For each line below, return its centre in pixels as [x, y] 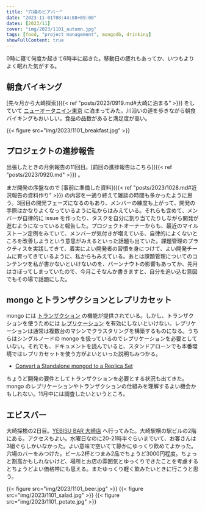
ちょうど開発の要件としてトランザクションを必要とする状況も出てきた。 [97, 379]
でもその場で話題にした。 [38, 279]
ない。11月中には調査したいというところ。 [75, 394]
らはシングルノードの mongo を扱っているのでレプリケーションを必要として [102, 338]
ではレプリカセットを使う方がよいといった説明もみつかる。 [86, 354]
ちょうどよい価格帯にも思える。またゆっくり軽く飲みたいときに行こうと [102, 469]
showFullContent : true [35, 40]
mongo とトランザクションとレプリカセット [89, 300]
